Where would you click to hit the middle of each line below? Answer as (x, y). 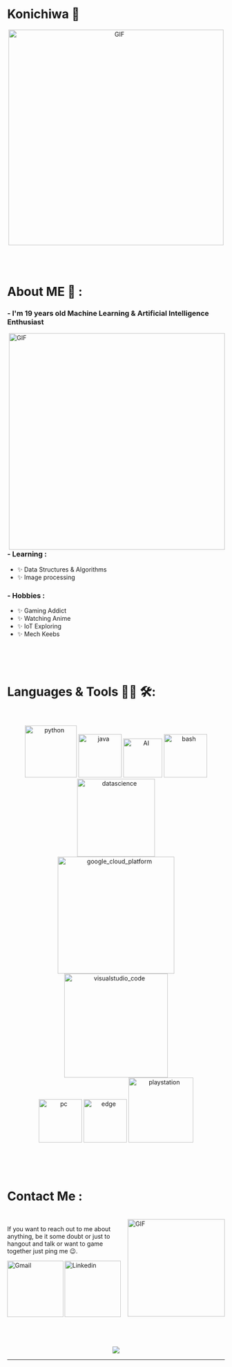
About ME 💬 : (45, 292)
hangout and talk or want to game (55, 1244)
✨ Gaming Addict (42, 611)
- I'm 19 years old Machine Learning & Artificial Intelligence (108, 313)
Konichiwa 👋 (43, 14)
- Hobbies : (26, 595)
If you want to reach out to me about (59, 1228)
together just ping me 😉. (42, 1251)
